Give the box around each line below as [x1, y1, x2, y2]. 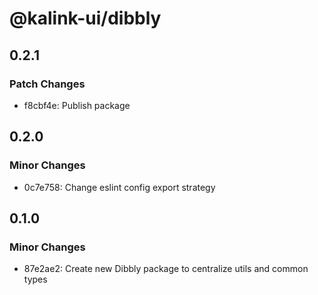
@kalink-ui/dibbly [9, 7, 162, 30]
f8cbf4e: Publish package [23, 99, 131, 111]
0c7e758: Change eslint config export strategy [23, 181, 216, 193]
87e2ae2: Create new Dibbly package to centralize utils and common [23, 263, 309, 275]
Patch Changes [9, 77, 86, 91]
